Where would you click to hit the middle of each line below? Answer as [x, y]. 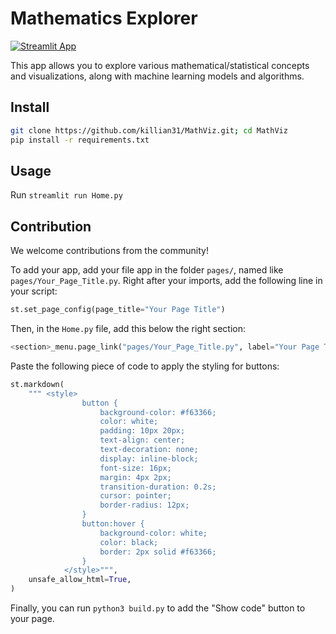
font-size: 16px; [135, 468]
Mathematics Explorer [104, 18]
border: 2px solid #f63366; [158, 552]
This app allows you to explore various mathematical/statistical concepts [160, 65]
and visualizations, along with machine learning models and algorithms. [157, 76]
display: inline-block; [149, 458]
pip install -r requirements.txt [80, 140]
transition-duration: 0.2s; [158, 487]
